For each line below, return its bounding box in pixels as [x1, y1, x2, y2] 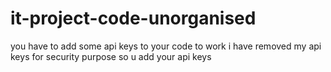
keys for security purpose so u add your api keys [10, 50, 212, 62]
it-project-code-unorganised [10, 7, 257, 30]
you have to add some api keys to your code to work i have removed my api [10, 40, 322, 52]
